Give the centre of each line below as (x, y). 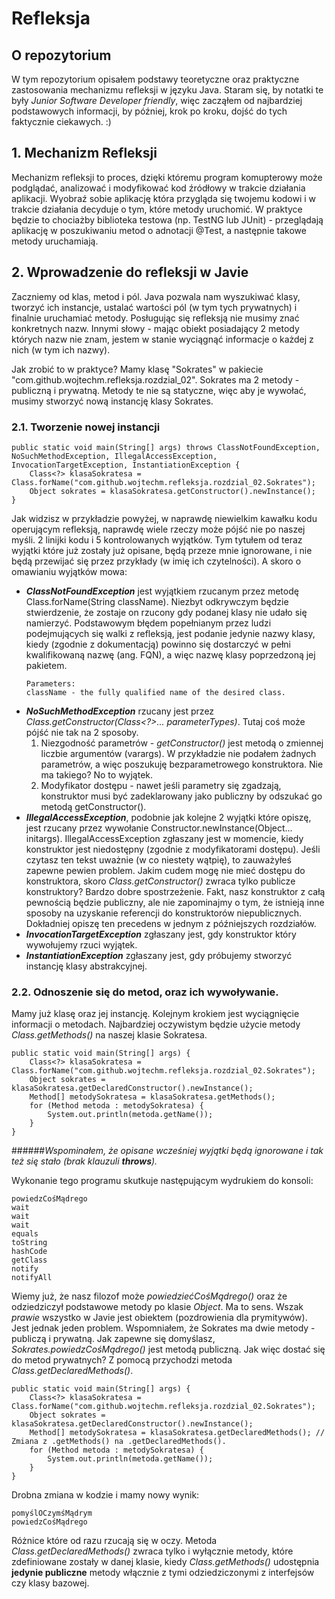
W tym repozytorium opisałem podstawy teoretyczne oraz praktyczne (155, 79)
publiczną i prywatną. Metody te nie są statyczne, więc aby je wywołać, (159, 390)
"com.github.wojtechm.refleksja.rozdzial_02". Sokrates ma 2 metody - (155, 379)
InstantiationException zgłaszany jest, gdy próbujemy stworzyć (159, 955)
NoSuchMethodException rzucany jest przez (120, 711)
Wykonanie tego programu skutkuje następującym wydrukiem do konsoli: (162, 1181)
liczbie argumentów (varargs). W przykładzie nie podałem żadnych (178, 753)
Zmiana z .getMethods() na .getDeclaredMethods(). (119, 1442)
